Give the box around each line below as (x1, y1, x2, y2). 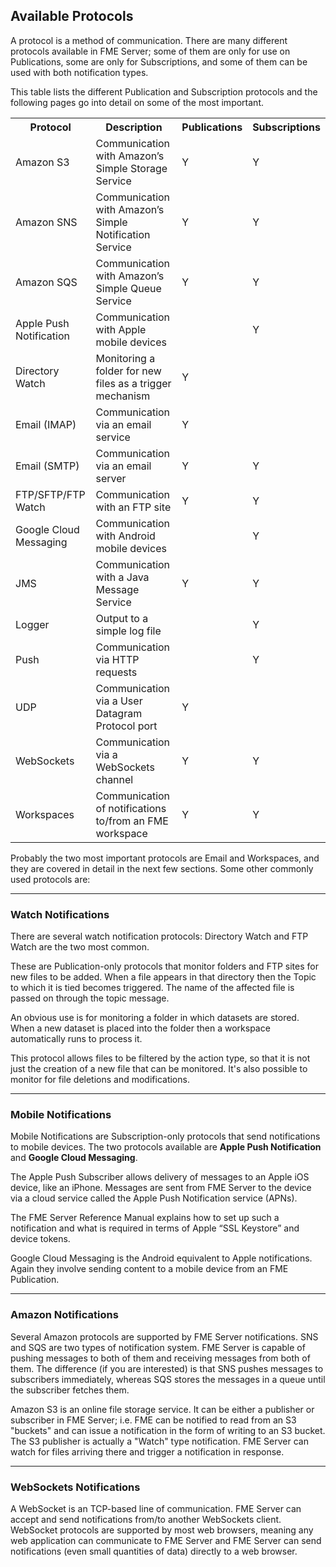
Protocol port (95, 719, 158, 733)
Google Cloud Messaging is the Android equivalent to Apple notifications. (10, 1252, 313, 1264)
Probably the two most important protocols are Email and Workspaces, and (10, 852, 320, 864)
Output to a (95, 611, 149, 625)
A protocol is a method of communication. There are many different (10, 34, 288, 46)
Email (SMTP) (15, 459, 80, 473)
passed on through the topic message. (10, 992, 170, 1004)
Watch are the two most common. (10, 941, 150, 953)
